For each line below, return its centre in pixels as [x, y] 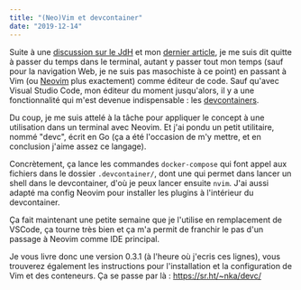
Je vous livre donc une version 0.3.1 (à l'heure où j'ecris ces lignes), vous [145, 256]
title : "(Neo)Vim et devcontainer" [76, 18]
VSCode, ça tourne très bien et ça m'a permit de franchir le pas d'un [137, 229]
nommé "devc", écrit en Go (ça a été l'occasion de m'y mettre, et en [135, 136]
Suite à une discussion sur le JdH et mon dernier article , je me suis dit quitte [151, 51]
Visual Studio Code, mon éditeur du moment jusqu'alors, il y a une [132, 90]
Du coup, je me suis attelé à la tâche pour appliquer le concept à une [137, 117]
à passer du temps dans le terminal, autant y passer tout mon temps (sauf [146, 61]
